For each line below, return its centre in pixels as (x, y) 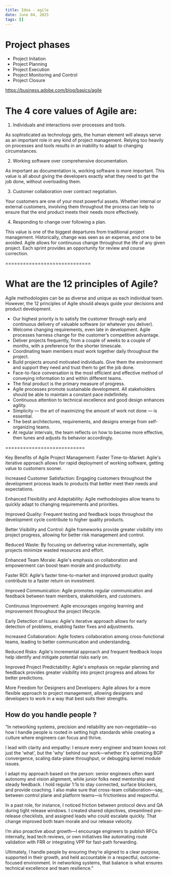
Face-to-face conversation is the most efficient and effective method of (88, 373)
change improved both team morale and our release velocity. (69, 821)
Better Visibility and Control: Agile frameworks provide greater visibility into (84, 530)
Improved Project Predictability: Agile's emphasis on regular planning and (82, 667)
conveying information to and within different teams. (67, 378)
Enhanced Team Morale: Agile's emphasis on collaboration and (71, 560)
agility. (20, 405)
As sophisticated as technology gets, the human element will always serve (83, 135)
